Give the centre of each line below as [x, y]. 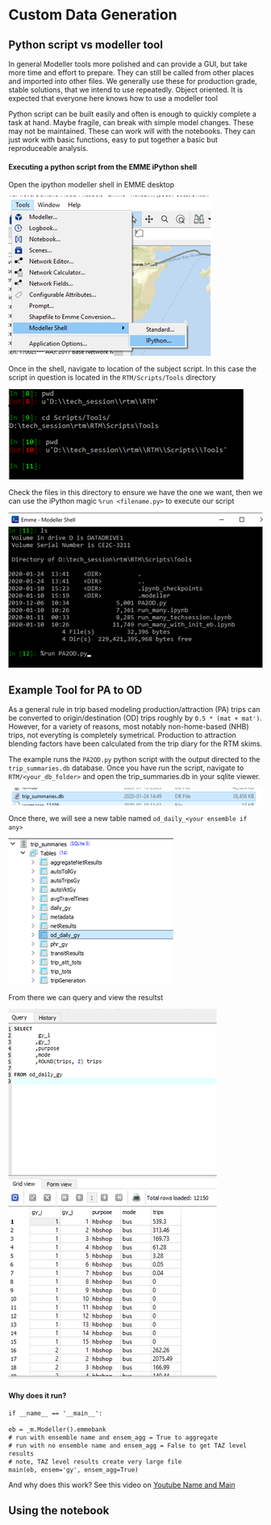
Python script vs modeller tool [86, 45]
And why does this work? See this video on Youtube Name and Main [122, 1485]
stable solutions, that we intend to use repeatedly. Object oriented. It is [126, 90]
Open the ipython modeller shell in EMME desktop [92, 185]
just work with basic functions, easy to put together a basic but [113, 140]
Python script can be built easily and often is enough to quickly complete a [132, 114]
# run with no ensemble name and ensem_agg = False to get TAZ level [128, 1446]
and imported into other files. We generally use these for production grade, [133, 81]
